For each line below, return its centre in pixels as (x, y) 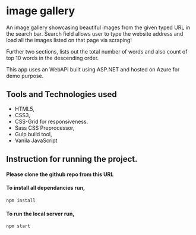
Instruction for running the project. (72, 159)
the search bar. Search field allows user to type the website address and (95, 33)
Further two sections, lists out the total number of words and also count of (97, 51)
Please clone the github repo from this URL (60, 174)
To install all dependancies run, (45, 188)
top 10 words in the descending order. (53, 58)
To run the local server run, (40, 214)
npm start (18, 226)
